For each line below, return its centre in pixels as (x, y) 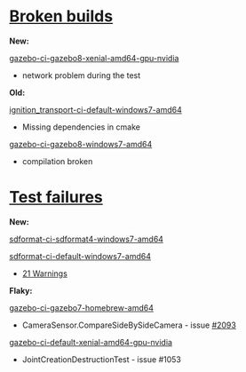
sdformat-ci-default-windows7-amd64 (80, 256)
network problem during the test (81, 75)
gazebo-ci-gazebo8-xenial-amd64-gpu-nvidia (94, 58)
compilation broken (57, 161)
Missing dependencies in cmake (81, 127)
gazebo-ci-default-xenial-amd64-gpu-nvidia (91, 342)
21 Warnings (45, 273)
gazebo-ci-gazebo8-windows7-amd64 (81, 144)
